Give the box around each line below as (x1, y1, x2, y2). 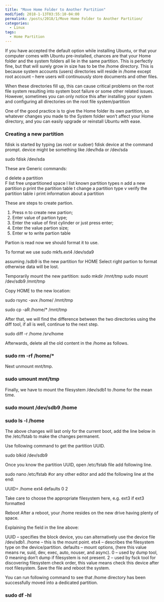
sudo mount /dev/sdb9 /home (5, 404, 77, 411)
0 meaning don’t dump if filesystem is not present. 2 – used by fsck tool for (5, 554, 156, 561)
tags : (5, 30, 16, 35)
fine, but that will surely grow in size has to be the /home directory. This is (5, 63, 154, 69)
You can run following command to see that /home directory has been (5, 574, 145, 580)
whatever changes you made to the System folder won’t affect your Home (5, 113, 154, 119)
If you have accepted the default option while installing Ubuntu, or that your (5, 47, 157, 54)
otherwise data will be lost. (5, 264, 60, 270)
